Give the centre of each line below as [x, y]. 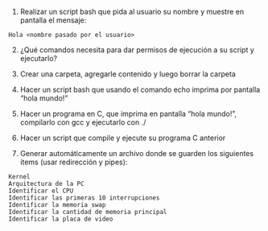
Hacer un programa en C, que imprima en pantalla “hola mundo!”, [128, 113]
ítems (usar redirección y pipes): [74, 162]
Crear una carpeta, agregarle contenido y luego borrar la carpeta [128, 74]
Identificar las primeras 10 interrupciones [84, 198]
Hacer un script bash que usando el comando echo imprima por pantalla [140, 89]
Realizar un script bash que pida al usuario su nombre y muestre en [132, 12]
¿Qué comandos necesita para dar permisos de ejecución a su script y [137, 50]
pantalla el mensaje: [53, 20]
